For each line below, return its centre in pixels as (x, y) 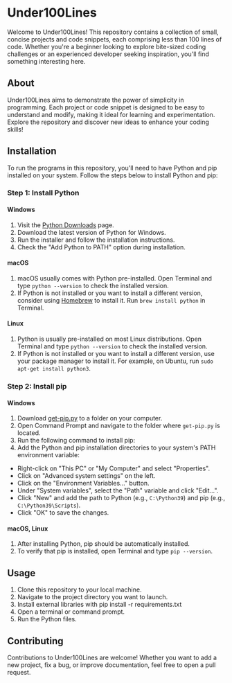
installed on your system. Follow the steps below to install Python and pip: (113, 175)
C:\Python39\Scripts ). (49, 505)
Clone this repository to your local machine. (79, 589)
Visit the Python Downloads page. (65, 225)
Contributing (35, 641)
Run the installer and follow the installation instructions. (96, 240)
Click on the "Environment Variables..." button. (83, 484)
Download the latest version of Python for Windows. (91, 232)
